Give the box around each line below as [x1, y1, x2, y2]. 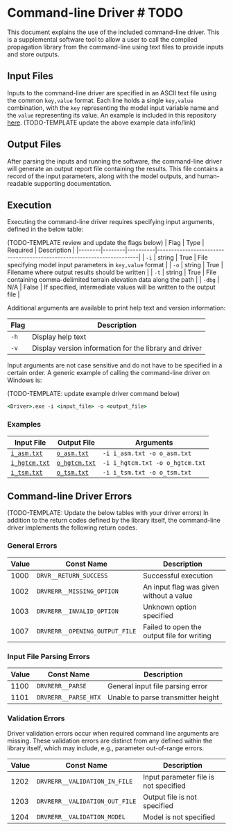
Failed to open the [143, 622, 202, 631]
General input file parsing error [107, 681, 208, 690]
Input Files [7, 70, 53, 82]
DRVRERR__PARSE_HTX [37, 693, 101, 701]
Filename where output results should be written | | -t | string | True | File [7, 268, 217, 276]
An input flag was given [143, 582, 220, 592]
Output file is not [143, 792, 198, 802]
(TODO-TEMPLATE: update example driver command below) [7, 390, 180, 398]
